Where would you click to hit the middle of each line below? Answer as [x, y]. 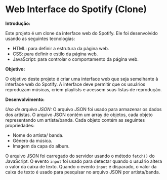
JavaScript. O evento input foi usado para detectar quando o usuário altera [84, 161]
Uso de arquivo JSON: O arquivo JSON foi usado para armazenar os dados [83, 109]
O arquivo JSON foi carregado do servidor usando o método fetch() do [80, 156]
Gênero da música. [32, 140]
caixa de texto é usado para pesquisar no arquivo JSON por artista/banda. [83, 172]
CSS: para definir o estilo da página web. [55, 54]
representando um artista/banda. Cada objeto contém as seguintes [75, 120]
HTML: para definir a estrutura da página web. [61, 48]
